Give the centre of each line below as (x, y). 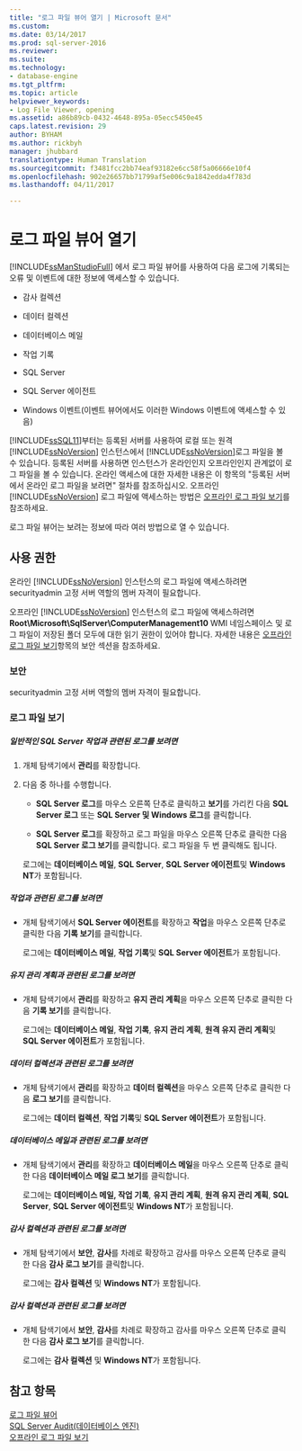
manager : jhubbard (44, 151)
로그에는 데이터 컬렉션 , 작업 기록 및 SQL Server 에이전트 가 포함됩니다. (144, 1117)
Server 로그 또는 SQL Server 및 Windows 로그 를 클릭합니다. (143, 815)
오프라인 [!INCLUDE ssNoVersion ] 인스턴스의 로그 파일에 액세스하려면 (132, 612)
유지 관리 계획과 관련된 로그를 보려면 (72, 975)
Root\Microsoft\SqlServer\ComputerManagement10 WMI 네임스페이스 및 (146, 622)
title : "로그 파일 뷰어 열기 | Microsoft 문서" (91, 18)
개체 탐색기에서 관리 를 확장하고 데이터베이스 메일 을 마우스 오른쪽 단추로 (147, 1164)
